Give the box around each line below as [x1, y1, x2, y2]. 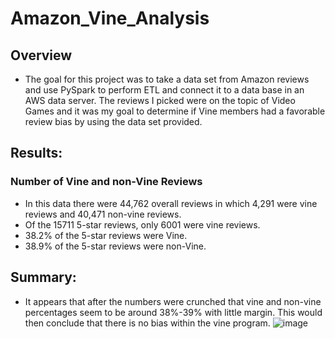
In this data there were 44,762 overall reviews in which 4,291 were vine [24, 197, 318, 209]
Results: [10, 145, 63, 162]
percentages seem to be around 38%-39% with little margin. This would [24, 306, 323, 318]
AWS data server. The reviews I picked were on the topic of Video [24, 95, 296, 106]
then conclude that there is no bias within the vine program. [24, 317, 271, 329]
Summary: [10, 269, 77, 286]
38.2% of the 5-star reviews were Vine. [24, 229, 188, 241]
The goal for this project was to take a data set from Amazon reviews [24, 73, 310, 85]
